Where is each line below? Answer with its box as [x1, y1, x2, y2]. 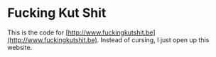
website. [7, 43, 33, 51]
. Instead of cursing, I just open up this [97, 35, 210, 44]
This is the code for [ [7, 28, 69, 37]
